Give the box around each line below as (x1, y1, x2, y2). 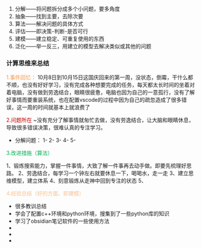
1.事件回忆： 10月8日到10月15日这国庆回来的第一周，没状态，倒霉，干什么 (6, 74, 188, 81)
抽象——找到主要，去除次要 (14, 13, 84, 20)
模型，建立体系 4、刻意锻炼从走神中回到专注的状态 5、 (11, 177, 147, 185)
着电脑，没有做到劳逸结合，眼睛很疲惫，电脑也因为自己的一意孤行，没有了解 (6, 89, 195, 96)
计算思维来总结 (6, 59, 50, 67)
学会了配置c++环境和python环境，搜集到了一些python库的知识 (14, 210, 170, 217)
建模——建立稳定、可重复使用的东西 (14, 35, 105, 42)
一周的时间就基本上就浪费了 (22, 104, 90, 111)
